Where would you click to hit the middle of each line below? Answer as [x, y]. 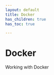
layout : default [22, 10]
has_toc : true [20, 24]
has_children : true [26, 19]
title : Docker [20, 15]
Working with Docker [27, 67]
